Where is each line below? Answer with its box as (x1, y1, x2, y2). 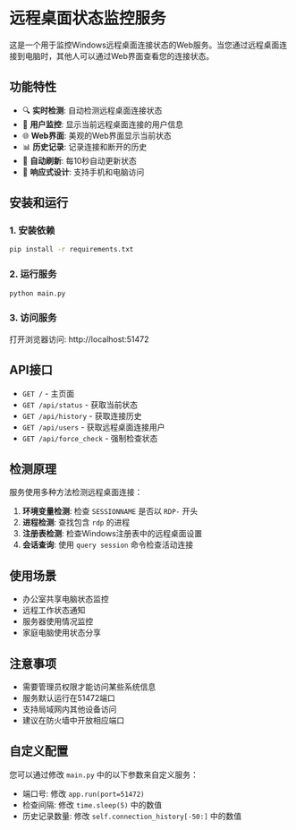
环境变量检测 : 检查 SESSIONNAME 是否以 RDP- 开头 (21, 506, 199, 517)
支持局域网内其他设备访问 (21, 704, 117, 714)
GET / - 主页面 (21, 388, 74, 398)
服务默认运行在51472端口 (21, 693, 116, 704)
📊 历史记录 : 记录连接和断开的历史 (21, 141, 148, 152)
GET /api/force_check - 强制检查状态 (21, 432, 158, 443)
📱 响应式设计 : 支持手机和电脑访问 (21, 167, 145, 177)
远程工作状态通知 (21, 605, 86, 616)
